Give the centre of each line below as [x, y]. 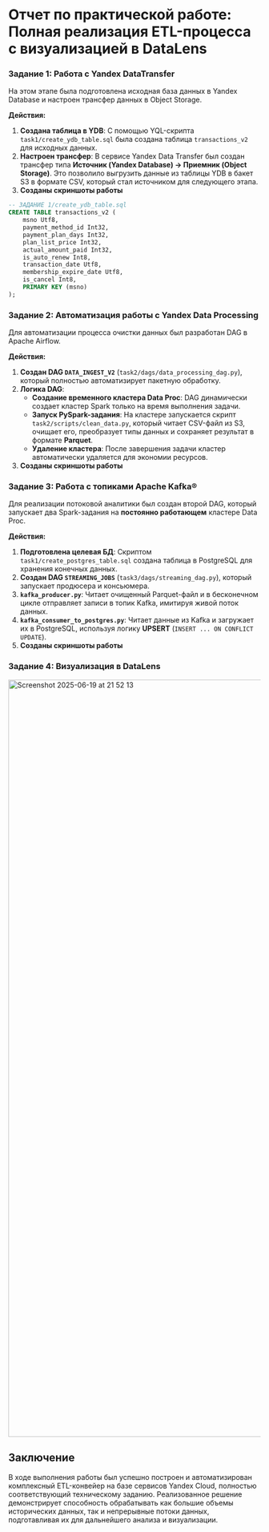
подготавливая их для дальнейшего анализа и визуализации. [113, 1519]
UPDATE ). [33, 637]
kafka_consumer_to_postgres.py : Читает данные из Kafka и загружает [137, 620]
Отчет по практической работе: [120, 15]
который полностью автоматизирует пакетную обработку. [120, 381]
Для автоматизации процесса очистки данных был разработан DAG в [128, 333]
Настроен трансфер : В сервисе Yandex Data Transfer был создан [132, 156]
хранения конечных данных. [68, 569]
